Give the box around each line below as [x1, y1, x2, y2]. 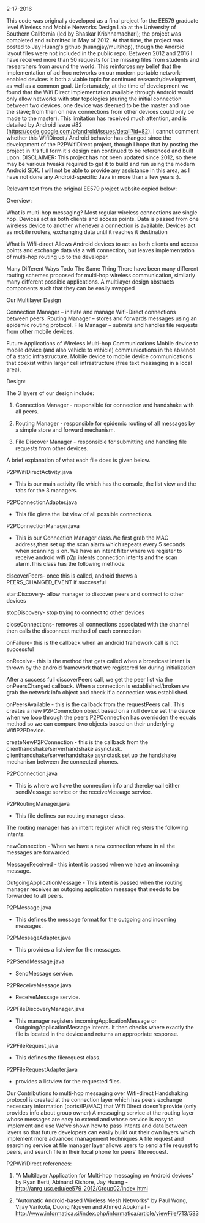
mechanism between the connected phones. [6, 758, 119, 765]
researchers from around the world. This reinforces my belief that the [6, 62, 181, 70]
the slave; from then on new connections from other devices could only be [6, 108, 195, 115]
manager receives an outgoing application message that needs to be [6, 886, 179, 893]
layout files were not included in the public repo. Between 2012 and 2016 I [6, 50, 193, 57]
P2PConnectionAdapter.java [6, 499, 78, 506]
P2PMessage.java [6, 904, 52, 911]
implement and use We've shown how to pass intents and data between [6, 1122, 188, 1129]
